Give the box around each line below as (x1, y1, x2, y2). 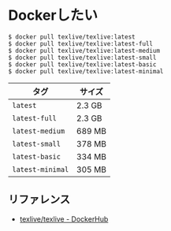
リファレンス (8, 193, 71, 207)
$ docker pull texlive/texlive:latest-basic (8, 60, 157, 69)
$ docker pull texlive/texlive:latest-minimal (8, 67, 164, 75)
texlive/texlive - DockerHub (19, 214, 109, 224)
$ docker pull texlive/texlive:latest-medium (8, 47, 160, 54)
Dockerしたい (8, 6, 99, 24)
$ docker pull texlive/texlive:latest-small (8, 54, 157, 61)
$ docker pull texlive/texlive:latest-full (8, 39, 154, 47)
